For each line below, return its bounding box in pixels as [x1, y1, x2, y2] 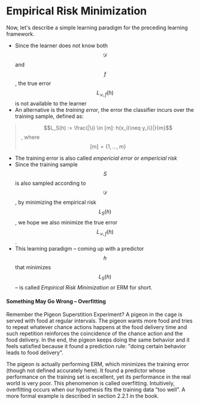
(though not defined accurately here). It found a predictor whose [6, 367, 166, 374]
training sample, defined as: [14, 112, 84, 120]
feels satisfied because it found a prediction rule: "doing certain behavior [6, 343, 187, 350]
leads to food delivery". [6, 349, 64, 357]
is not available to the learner [14, 100, 87, 107]
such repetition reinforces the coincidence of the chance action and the [6, 330, 183, 337]
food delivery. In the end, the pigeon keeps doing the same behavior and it [6, 336, 190, 343]
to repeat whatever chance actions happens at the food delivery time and [6, 324, 187, 331]
